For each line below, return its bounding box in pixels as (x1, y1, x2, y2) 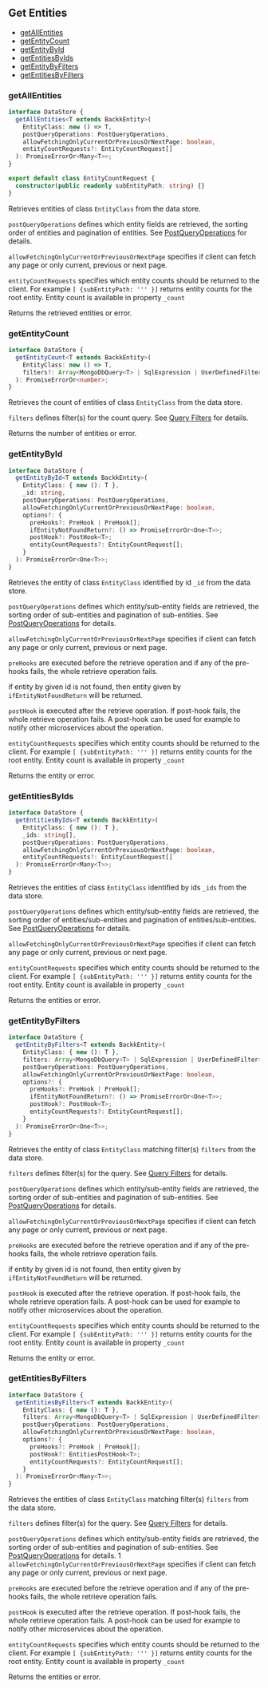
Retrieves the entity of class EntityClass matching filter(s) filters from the (8, 1144, 257, 1154)
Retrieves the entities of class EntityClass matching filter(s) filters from (8, 1495, 249, 1504)
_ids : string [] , (22, 830, 77, 839)
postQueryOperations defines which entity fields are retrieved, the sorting (8, 219, 249, 228)
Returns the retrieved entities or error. (8, 307, 132, 318)
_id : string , (22, 489, 66, 497)
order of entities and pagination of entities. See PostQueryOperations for (8, 228, 247, 237)
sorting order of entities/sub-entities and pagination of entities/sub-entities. (8, 915, 257, 925)
